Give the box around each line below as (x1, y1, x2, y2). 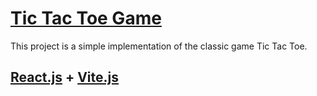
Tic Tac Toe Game (10, 7, 162, 30)
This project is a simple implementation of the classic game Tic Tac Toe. (10, 40, 308, 52)
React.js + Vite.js (10, 69, 120, 86)
